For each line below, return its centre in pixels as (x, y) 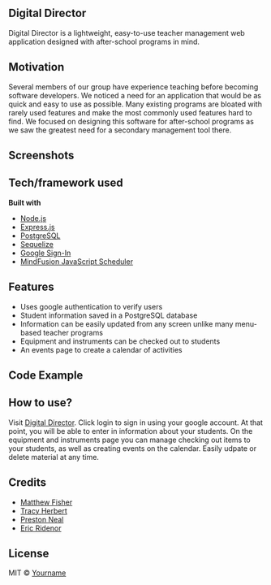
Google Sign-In (45, 253)
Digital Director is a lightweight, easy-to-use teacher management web (127, 32)
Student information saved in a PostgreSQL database (109, 315)
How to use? (41, 403)
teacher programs (73, 332)
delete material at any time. (54, 457)
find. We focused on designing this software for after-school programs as (131, 121)
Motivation (37, 67)
